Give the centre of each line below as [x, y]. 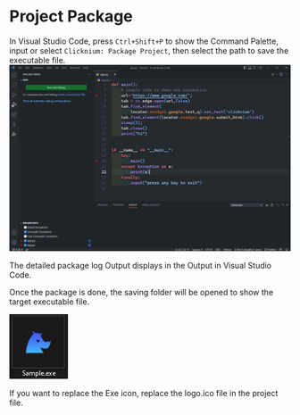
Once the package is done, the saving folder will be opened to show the [142, 293]
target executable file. [50, 302]
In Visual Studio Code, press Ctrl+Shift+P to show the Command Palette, [144, 41]
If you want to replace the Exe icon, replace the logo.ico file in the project [144, 394]
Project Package [71, 17]
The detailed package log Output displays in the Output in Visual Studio [141, 266]
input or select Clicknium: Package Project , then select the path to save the [149, 50]
